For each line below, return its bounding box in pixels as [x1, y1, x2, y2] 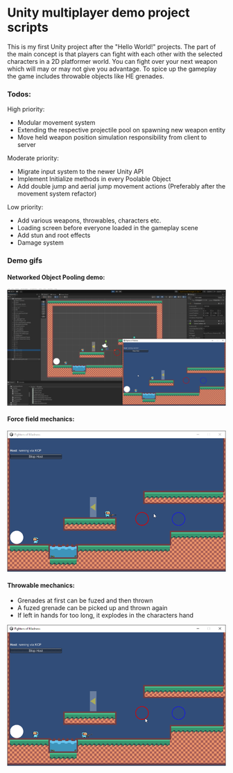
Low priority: [7, 203, 44, 211]
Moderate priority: [7, 154, 59, 162]
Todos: [7, 89, 31, 98]
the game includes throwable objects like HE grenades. [7, 71, 164, 80]
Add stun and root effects [17, 231, 91, 240]
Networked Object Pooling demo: [7, 272, 105, 281]
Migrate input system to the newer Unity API [17, 168, 144, 176]
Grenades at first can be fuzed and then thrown [17, 596, 153, 605]
